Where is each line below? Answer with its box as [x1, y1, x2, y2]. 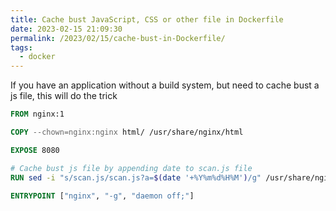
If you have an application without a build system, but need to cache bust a [10, 79, 320, 91]
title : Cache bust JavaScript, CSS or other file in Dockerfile [10, 14, 284, 25]
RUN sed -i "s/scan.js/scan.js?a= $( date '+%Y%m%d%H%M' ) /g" [10, 172, 262, 183]
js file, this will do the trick [10, 90, 118, 102]
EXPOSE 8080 [10, 145, 60, 155]
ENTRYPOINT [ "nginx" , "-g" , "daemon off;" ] [10, 191, 195, 201]
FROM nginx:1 [10, 109, 65, 120]
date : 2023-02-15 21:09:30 [10, 24, 123, 34]
